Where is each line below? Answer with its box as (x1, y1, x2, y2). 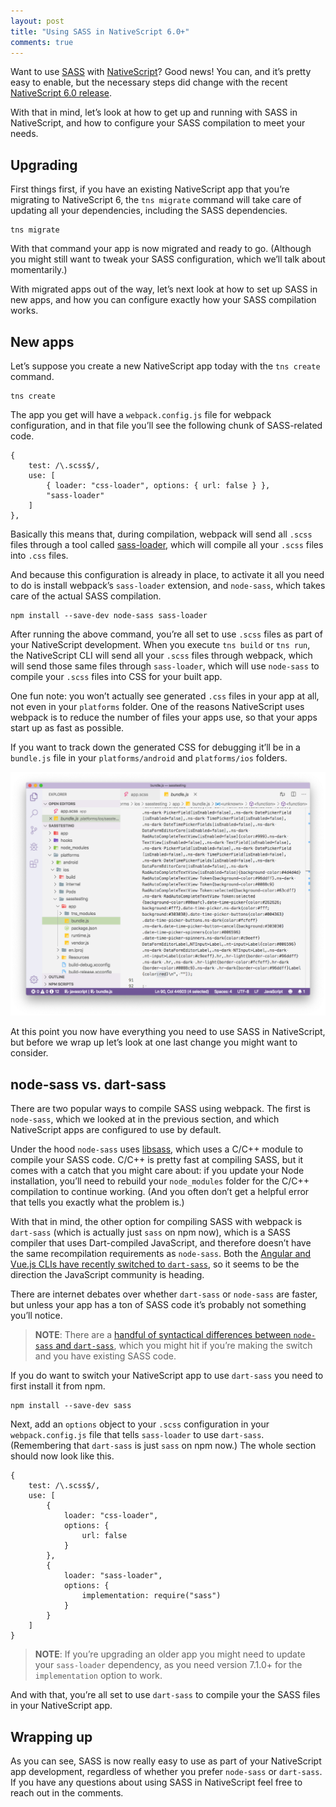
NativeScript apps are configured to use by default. (10, 1124, 222, 1136)
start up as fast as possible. (10, 722, 125, 734)
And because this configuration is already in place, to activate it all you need (10, 569, 325, 580)
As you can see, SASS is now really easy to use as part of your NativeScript (10, 1755, 322, 1767)
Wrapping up (10, 1728, 93, 1745)
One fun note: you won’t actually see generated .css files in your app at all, (10, 690, 320, 702)
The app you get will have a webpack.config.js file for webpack (10, 409, 272, 420)
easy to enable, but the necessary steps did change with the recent (10, 76, 288, 89)
